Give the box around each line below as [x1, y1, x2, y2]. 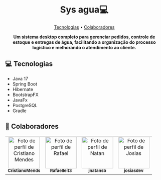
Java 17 [12, 75, 29, 81]
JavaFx [12, 97, 28, 103]
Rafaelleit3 [50, 168, 72, 173]
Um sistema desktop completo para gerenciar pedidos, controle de [13, 34, 155, 40]
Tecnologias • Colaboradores [54, 24, 115, 30]
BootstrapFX [12, 92, 39, 98]
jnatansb [88, 168, 106, 173]
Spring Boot [12, 81, 38, 87]
